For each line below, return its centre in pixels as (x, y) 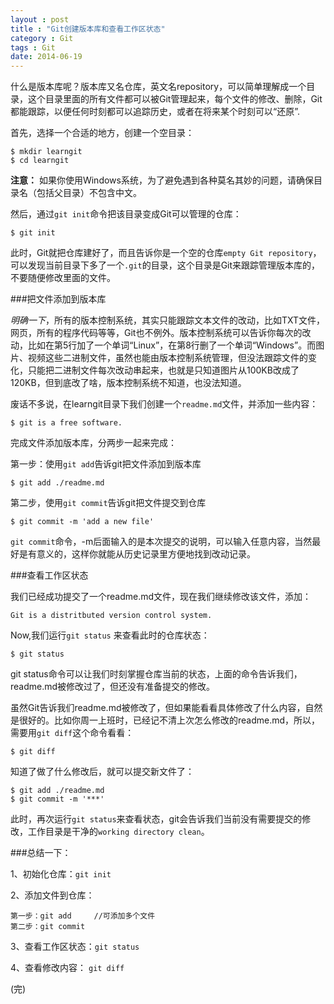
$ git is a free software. (66, 423)
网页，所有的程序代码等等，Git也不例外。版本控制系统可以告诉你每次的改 (161, 333)
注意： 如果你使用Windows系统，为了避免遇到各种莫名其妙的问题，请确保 (162, 180)
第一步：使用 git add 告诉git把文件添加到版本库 (106, 464)
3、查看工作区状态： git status (75, 947)
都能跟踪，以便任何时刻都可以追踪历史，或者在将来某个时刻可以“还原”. (155, 112)
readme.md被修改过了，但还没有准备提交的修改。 (113, 687)
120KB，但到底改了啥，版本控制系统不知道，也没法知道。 (128, 383)
